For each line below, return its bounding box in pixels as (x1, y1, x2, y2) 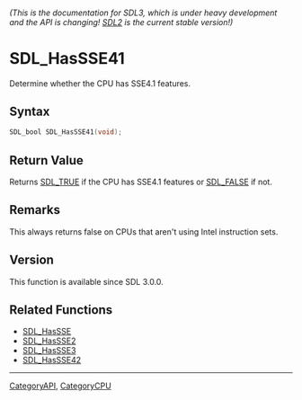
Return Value (9, 153, 84, 168)
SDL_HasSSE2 (22, 335, 76, 346)
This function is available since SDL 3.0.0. (9, 276, 164, 287)
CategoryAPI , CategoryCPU (9, 380, 112, 391)
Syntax (9, 103, 50, 119)
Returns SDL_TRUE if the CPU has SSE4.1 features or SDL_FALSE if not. (9, 176, 272, 188)
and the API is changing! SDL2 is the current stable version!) (9, 16, 234, 27)
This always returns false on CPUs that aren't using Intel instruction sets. (9, 226, 279, 237)
